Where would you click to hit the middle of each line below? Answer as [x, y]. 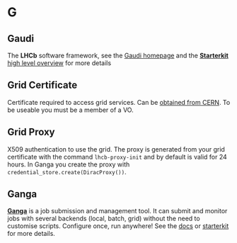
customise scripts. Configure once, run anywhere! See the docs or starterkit [118, 226]
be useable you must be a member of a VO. [70, 110]
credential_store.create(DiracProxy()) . [67, 171]
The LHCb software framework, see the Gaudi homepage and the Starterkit [118, 55]
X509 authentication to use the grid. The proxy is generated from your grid [116, 149]
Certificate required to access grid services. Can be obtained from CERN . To [119, 102]
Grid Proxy [31, 132]
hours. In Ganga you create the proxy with [69, 164]
